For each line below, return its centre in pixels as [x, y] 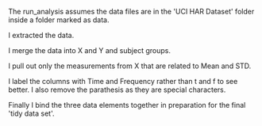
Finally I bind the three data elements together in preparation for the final [127, 105]
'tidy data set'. [31, 113]
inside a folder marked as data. [59, 20]
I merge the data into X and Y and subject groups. [89, 50]
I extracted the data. [41, 35]
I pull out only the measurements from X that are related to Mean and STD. [130, 66]
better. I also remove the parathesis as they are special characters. [117, 90]
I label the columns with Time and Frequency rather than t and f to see [123, 81]
